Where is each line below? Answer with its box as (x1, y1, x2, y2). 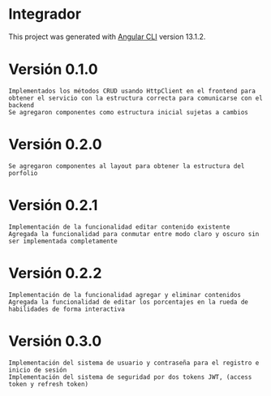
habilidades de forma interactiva (8, 305, 126, 313)
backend (8, 101, 35, 110)
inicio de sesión (8, 366, 67, 374)
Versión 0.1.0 (8, 60, 99, 79)
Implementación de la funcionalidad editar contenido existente (8, 222, 230, 231)
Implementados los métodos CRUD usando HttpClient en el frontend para (8, 87, 256, 95)
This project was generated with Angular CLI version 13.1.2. (8, 32, 206, 41)
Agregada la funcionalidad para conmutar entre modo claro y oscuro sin (8, 230, 260, 238)
